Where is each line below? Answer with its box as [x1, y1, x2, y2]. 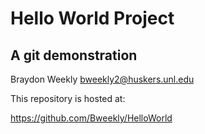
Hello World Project [10, 7, 175, 30]
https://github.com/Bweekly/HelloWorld [10, 112, 173, 124]
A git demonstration [10, 47, 138, 64]
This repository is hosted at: [10, 93, 126, 104]
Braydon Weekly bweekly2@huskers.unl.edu [10, 73, 195, 85]
